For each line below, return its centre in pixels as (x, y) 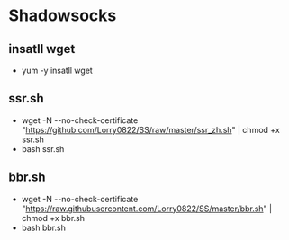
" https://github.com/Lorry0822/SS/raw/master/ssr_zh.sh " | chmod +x (150, 129)
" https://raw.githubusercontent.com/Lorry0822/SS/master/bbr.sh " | (146, 209)
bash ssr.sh (43, 148)
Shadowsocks (63, 16)
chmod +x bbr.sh (53, 218)
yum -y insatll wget (57, 70)
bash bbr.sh (44, 227)
